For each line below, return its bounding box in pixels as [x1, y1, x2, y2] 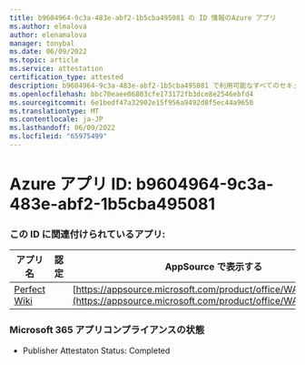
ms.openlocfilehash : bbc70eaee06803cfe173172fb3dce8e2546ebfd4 [9, 89, 254, 98]
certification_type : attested [9, 73, 124, 82]
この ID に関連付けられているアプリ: [9, 228, 166, 240]
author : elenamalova [9, 30, 88, 39]
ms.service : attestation [9, 65, 103, 74]
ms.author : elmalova [9, 22, 88, 31]
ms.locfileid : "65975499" [9, 132, 107, 141]
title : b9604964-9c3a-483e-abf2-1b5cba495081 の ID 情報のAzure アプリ [9, 13, 277, 23]
